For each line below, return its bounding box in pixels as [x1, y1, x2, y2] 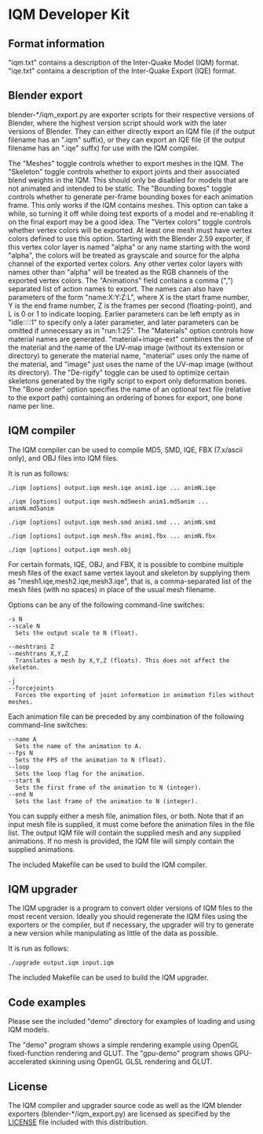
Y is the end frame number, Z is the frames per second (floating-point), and [8, 301, 253, 310]
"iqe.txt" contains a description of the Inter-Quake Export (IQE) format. [8, 66, 237, 76]
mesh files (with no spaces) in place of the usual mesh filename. [8, 584, 217, 594]
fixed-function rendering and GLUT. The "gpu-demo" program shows [8, 1049, 233, 1058]
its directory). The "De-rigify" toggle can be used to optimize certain [8, 368, 230, 377]
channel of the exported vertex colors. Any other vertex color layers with [8, 258, 243, 269]
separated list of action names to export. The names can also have [8, 283, 224, 293]
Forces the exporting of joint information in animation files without [15, 691, 255, 699]
